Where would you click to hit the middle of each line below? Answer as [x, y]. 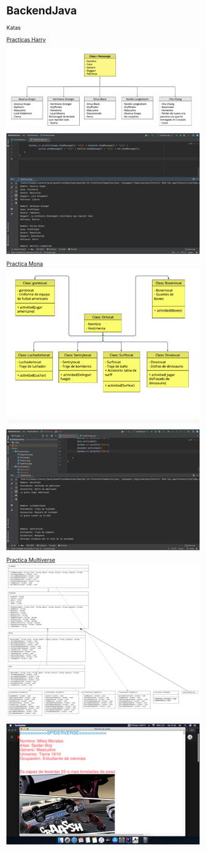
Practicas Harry [26, 39]
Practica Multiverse [31, 560]
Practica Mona [25, 264]
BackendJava [42, 11]
